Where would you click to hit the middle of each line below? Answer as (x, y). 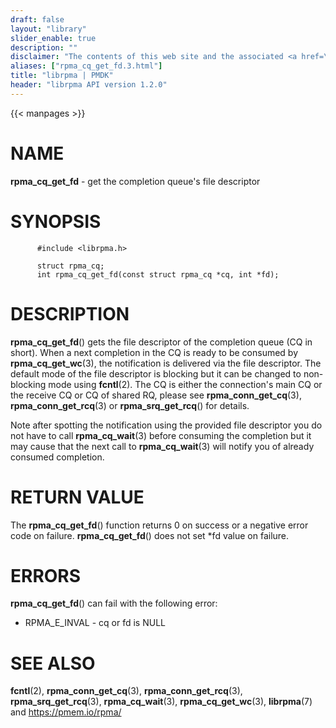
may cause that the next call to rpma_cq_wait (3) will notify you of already (162, 446)
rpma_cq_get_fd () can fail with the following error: (114, 603)
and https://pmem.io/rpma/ (66, 712)
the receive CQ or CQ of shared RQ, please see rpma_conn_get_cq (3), (156, 395)
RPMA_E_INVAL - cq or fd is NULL (95, 623)
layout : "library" (48, 29)
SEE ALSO (53, 663)
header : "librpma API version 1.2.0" (89, 85)
